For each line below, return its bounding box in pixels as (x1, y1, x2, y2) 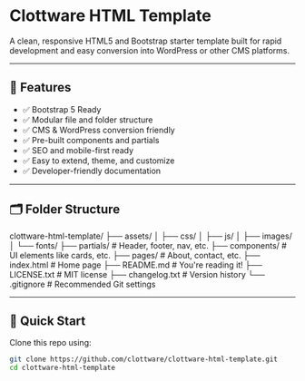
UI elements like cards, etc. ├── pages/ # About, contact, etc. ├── (9, 249, 261, 260)
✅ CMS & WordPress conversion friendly (22, 124, 175, 135)
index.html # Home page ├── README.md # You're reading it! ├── (9, 259, 263, 270)
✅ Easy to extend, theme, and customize (22, 155, 175, 166)
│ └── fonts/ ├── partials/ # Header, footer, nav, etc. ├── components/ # (9, 239, 288, 250)
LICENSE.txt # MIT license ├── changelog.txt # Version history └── (9, 269, 265, 279)
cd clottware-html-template (9, 364, 116, 373)
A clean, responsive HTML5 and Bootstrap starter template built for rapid (9, 35, 282, 46)
